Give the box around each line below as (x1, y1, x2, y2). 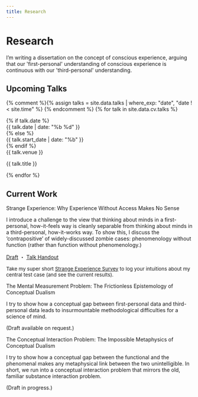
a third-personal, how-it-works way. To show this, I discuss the (6, 229, 160, 236)
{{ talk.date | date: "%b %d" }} (6, 123, 80, 131)
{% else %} (6, 130, 34, 137)
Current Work (6, 189, 58, 199)
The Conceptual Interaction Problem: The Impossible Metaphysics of (6, 336, 174, 343)
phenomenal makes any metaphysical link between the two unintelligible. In (6, 360, 190, 367)
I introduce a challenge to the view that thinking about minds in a (6, 216, 164, 223)
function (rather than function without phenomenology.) (6, 242, 142, 249)
